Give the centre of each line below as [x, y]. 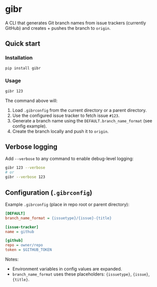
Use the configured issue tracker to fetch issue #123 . [66, 115]
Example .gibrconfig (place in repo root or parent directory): [67, 204]
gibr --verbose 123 [25, 177]
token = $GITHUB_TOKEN [28, 250]
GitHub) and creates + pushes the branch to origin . [58, 28]
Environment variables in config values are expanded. [67, 269]
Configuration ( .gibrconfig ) [49, 193]
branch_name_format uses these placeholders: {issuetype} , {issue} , [81, 274]
